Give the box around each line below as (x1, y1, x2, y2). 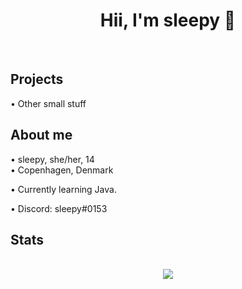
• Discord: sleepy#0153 (10, 202, 108, 214)
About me (10, 127, 73, 144)
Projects (10, 71, 64, 88)
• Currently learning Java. (10, 183, 117, 195)
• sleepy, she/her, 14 (10, 153, 95, 165)
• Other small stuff (10, 97, 87, 109)
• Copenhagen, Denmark (10, 164, 114, 176)
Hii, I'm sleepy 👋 (99, 9, 237, 32)
